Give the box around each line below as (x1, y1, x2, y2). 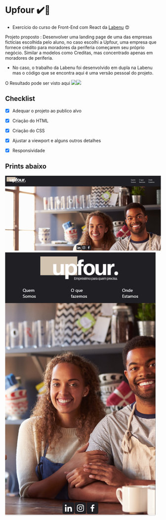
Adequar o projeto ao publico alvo (12, 108, 82, 114)
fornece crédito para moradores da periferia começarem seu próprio (5, 44, 145, 50)
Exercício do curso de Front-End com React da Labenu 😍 (12, 24, 130, 30)
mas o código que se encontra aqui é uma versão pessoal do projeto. (12, 70, 154, 75)
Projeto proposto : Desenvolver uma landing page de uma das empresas (5, 34, 152, 40)
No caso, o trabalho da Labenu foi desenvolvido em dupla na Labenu (12, 65, 153, 71)
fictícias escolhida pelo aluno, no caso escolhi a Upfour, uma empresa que (5, 39, 157, 45)
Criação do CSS (12, 128, 45, 134)
